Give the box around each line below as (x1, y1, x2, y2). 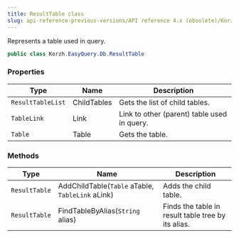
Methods (7, 151, 39, 161)
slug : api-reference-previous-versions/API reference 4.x (7, 17, 183, 24)
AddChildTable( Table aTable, (58, 180, 154, 190)
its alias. (162, 219, 190, 229)
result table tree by (162, 210, 226, 220)
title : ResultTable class (7, 10, 84, 18)
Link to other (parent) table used (119, 109, 228, 119)
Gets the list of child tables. (119, 97, 210, 107)
